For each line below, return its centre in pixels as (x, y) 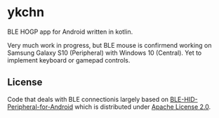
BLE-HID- (184, 99)
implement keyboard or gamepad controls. (69, 60)
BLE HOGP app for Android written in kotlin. (70, 32)
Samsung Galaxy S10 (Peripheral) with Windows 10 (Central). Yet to (105, 53)
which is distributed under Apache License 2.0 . (143, 107)
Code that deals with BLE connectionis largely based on (88, 99)
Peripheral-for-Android (40, 107)
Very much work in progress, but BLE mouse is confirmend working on (109, 45)
